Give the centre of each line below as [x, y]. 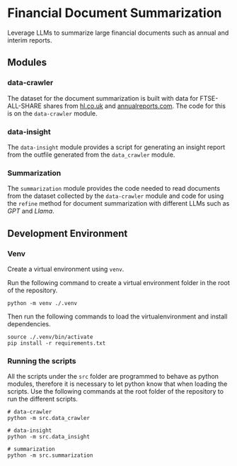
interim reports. [30, 40]
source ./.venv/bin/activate [50, 337]
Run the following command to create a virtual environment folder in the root [118, 282]
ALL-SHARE [25, 106]
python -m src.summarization [50, 455]
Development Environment [68, 233]
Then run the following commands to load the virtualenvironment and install [117, 316]
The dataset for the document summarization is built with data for [103, 98]
